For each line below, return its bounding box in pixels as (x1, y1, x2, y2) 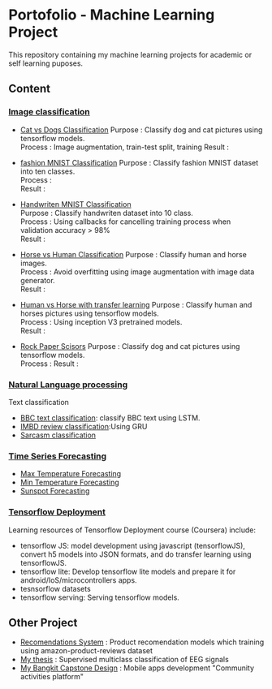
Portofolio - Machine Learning (8, 6, 215, 24)
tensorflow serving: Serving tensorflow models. (19, 592, 180, 602)
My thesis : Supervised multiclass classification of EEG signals (19, 655, 229, 665)
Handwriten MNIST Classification (19, 199, 132, 209)
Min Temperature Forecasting (19, 477, 119, 488)
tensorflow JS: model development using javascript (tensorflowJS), (19, 540, 246, 550)
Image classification (8, 106, 91, 118)
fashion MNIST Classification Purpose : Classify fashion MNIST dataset (19, 157, 259, 167)
